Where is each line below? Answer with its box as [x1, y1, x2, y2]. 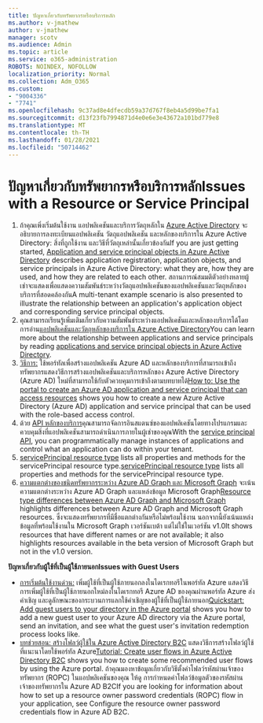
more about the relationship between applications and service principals [19, 333, 254, 343]
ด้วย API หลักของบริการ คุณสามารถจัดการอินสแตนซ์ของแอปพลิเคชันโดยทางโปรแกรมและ [19, 418, 247, 428]
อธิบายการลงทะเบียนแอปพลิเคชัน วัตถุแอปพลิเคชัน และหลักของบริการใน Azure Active [19, 229, 247, 239]
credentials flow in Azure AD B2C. [19, 707, 130, 717]
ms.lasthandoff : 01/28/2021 [8, 135, 100, 144]
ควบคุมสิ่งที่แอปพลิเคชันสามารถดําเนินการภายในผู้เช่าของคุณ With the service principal [19, 427, 255, 437]
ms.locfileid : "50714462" [8, 143, 93, 151]
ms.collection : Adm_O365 [8, 77, 89, 85]
